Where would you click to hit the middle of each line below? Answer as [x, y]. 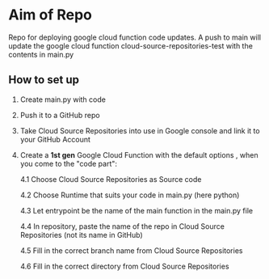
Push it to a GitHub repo [60, 115]
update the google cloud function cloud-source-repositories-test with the [130, 45]
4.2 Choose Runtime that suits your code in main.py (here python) [130, 195]
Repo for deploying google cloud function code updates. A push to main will [134, 37]
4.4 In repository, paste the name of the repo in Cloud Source [122, 226]
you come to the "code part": [69, 163]
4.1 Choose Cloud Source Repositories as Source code [111, 179]
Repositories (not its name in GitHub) [81, 235]
